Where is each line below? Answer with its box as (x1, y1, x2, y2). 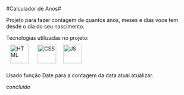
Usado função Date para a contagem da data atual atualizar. (6, 72, 154, 79)
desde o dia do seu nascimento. (6, 23, 85, 30)
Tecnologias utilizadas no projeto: (6, 34, 89, 41)
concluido (6, 83, 31, 90)
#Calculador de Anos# (6, 5, 61, 12)
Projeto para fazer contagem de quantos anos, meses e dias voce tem (6, 17, 179, 23)
